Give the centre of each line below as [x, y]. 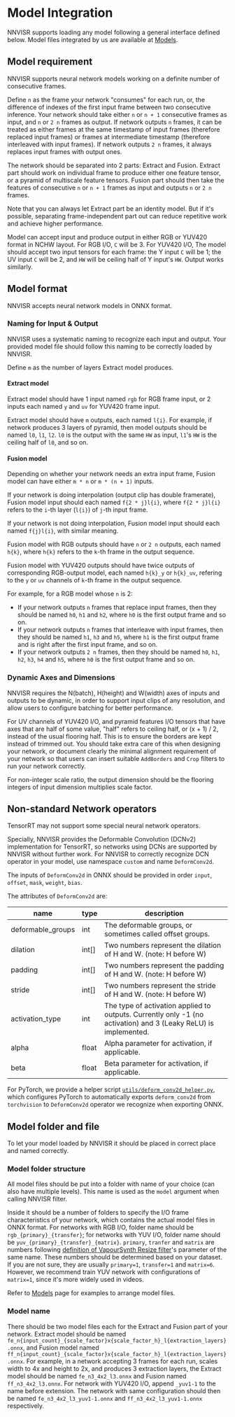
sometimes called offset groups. [157, 934]
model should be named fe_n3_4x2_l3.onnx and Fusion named [97, 1376]
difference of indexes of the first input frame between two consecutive [109, 107]
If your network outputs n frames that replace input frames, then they [117, 608]
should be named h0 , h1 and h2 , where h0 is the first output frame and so [121, 615]
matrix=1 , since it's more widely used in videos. [76, 1280]
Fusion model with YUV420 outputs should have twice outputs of [101, 566]
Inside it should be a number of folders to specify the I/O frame [98, 1213]
